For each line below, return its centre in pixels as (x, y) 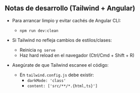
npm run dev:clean (39, 31)
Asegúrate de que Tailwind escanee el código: (60, 65)
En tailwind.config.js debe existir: (57, 75)
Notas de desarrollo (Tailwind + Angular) (70, 8)
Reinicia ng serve (38, 50)
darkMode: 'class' (46, 80)
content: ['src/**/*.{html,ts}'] (62, 86)
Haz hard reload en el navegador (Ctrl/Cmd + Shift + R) (77, 55)
